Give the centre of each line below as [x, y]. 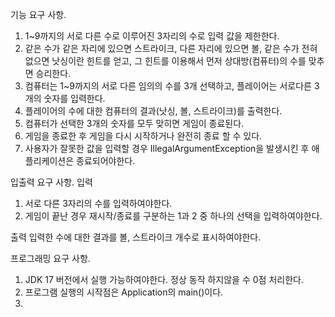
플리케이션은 [49, 161]
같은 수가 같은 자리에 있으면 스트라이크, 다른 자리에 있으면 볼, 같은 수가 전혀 [171, 48]
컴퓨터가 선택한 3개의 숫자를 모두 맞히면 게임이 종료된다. [134, 123]
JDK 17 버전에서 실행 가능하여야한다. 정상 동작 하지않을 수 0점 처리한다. [164, 279]
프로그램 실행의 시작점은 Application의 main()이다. [124, 292]
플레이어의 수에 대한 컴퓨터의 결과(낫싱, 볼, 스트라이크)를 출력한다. [153, 111]
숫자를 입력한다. [74, 98]
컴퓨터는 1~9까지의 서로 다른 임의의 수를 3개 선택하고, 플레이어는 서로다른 [168, 86]
